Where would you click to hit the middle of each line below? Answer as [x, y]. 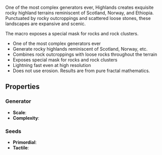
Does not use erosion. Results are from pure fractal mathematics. [81, 71]
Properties [22, 87]
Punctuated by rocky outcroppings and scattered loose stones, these [78, 18]
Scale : [19, 113]
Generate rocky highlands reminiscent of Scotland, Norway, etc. [80, 49]
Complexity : [26, 118]
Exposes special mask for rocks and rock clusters [65, 60]
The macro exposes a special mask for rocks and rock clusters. [72, 34]
